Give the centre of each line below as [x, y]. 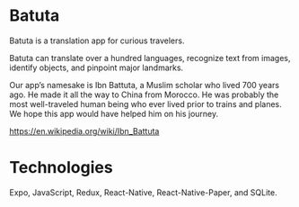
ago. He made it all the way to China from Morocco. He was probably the [144, 94]
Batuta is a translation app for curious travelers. [97, 40]
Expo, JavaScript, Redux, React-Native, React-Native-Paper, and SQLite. [143, 192]
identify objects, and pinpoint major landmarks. [97, 67]
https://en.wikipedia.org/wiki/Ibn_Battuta [84, 130]
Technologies [62, 168]
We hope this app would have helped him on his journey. [114, 113]
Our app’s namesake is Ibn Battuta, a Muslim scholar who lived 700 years [145, 85]
